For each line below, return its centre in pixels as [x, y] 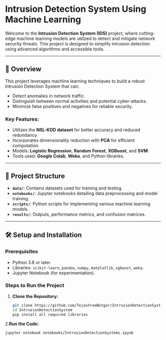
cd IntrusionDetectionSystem [42, 310]
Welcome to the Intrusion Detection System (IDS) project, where [71, 33]
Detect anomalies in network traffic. [49, 96]
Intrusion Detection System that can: [42, 86]
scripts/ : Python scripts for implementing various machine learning [81, 204]
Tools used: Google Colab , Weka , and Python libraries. [68, 156]
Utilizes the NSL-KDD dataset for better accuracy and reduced [76, 130]
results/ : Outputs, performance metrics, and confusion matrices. [79, 214]
